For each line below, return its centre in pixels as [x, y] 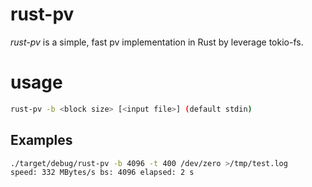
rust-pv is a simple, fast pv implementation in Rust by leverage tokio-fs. [157, 42]
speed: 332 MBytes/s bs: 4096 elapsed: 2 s [102, 173]
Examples [41, 140]
